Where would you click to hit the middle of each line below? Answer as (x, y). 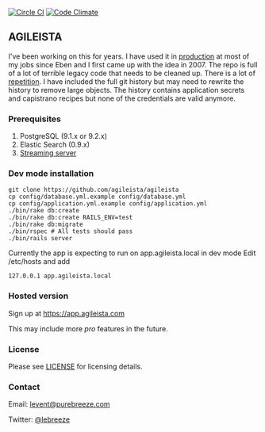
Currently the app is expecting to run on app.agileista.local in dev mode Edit (132, 253)
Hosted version (38, 296)
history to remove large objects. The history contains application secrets (127, 90)
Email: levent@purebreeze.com (59, 404)
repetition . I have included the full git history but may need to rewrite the (126, 81)
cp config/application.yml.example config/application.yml (108, 204)
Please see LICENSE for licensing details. (75, 366)
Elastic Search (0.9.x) (54, 145)
